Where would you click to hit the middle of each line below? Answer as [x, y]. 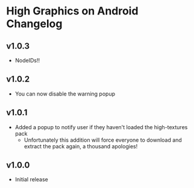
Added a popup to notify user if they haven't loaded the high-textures [101, 127]
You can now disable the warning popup [65, 94]
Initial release [31, 180]
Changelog [34, 24]
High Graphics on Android [72, 11]
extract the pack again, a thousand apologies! [81, 146]
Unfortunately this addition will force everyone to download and [103, 140]
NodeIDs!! [27, 60]
